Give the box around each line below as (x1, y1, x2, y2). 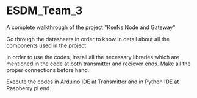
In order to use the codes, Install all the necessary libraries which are (6, 53, 180, 60)
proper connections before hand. (6, 66, 90, 73)
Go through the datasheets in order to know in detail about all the (6, 35, 170, 42)
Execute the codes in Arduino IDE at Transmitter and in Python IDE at (6, 78, 179, 85)
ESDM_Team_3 (6, 4, 83, 18)
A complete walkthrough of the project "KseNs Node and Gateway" (6, 24, 176, 31)
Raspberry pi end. (6, 84, 52, 91)
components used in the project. (6, 42, 88, 49)
